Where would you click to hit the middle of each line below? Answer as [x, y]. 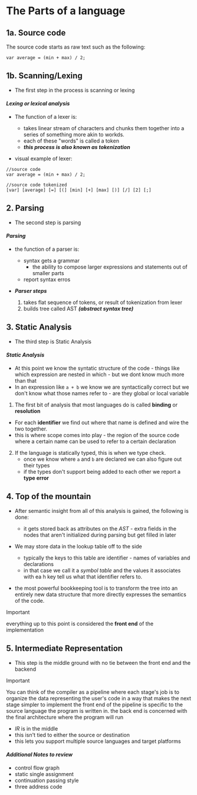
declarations [39, 564]
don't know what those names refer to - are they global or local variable [102, 393]
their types [37, 466]
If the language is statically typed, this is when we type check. [90, 453]
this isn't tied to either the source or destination [72, 735]
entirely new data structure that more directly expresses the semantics [101, 594]
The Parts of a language [66, 11]
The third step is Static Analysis [53, 341]
